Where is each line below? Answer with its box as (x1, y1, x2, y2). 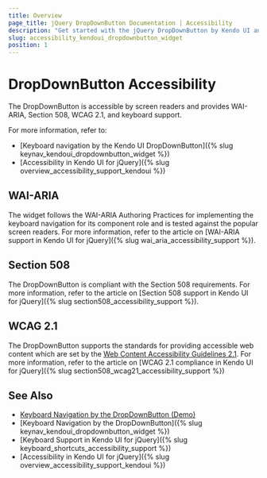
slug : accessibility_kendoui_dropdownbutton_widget (8, 33, 183, 42)
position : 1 (8, 41, 48, 49)
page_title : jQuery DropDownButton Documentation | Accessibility (8, 19, 233, 27)
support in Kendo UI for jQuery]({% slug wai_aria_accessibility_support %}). (8, 235, 256, 245)
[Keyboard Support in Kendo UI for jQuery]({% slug (19, 435, 188, 445)
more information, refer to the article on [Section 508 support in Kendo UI (8, 287, 249, 298)
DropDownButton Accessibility (8, 75, 217, 94)
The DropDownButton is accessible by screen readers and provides (8, 102, 230, 111)
